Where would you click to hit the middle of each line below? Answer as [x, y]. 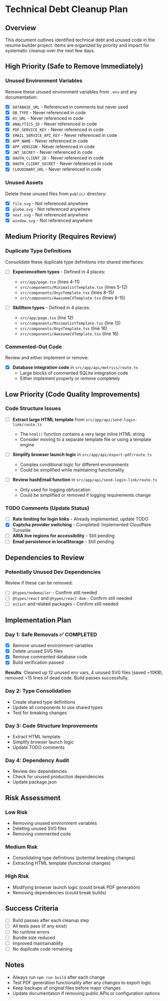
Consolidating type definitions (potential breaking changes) [74, 858]
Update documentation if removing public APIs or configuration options [86, 993]
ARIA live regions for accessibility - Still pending [63, 536]
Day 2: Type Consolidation [38, 691]
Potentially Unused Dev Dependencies [53, 572]
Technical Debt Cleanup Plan [66, 9]
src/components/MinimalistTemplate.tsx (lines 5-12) [74, 287]
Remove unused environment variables [53, 646]
